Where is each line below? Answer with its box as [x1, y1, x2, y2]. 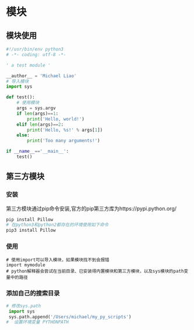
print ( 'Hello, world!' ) [27, 116, 84, 122]
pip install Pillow [6, 216, 54, 222]
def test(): [6, 94, 35, 100]
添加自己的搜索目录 [6, 289, 60, 297]
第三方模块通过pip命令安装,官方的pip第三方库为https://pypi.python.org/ [6, 205, 177, 212]
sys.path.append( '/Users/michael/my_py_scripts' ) [8, 314, 132, 319]
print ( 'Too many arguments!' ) [27, 138, 100, 144]
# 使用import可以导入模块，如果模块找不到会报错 [6, 257, 110, 263]
